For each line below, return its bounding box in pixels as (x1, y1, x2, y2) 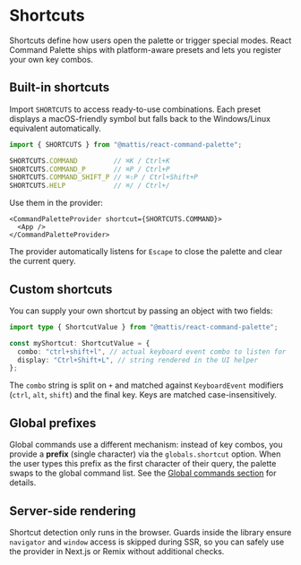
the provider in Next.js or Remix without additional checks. (9, 545, 225, 556)
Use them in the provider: (9, 198, 103, 209)
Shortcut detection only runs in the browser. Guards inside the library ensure (9, 526, 292, 537)
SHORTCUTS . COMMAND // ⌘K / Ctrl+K (9, 156, 170, 166)
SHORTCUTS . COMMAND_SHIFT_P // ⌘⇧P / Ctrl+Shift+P (9, 173, 199, 182)
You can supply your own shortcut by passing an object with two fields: (9, 305, 273, 316)
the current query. (9, 256, 76, 267)
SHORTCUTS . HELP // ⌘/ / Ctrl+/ (9, 181, 170, 191)
